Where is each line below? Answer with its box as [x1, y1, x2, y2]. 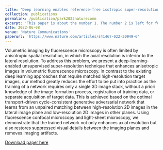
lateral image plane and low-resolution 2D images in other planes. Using [5, 109, 149, 115]
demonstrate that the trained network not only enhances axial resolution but [5, 119, 157, 125]
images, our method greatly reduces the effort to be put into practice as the [5, 78, 156, 84]
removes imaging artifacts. [5, 130, 58, 136]
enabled [5, 63, 21, 68]
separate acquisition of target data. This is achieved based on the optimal [5, 94, 152, 100]
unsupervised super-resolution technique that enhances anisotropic [22, 63, 158, 68]
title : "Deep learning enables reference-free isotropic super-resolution [5, 7, 160, 12]
